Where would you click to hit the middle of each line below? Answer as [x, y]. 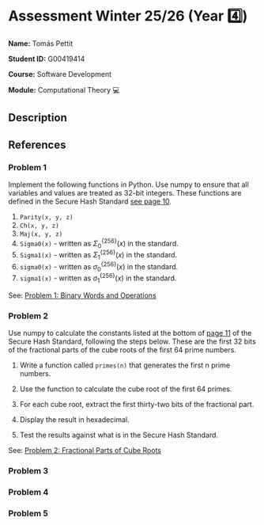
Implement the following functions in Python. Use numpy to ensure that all [128, 185]
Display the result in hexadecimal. [74, 420]
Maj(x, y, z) [41, 234]
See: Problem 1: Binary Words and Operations [82, 295]
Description [38, 118]
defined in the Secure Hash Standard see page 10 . [90, 202]
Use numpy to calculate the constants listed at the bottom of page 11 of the [130, 333]
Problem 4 [28, 492]
